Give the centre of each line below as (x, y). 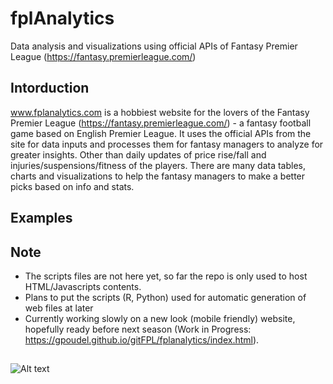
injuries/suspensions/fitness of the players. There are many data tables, (158, 165)
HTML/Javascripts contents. (83, 286)
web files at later (59, 308)
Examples (41, 218)
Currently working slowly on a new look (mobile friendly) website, (160, 318)
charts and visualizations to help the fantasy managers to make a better (158, 176)
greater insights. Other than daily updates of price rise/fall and (138, 154)
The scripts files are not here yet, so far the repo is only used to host (166, 276)
